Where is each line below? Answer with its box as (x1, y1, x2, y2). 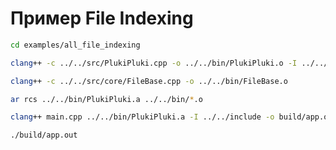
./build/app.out (10, 130, 78, 141)
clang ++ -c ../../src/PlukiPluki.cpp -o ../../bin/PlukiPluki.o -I (10, 58, 298, 68)
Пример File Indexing (10, 7, 194, 30)
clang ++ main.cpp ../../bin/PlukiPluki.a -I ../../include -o (10, 112, 275, 122)
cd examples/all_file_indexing (10, 40, 141, 50)
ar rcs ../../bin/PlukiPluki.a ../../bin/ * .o (10, 94, 203, 104)
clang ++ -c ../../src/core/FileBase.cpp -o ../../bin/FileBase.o (10, 76, 288, 86)
